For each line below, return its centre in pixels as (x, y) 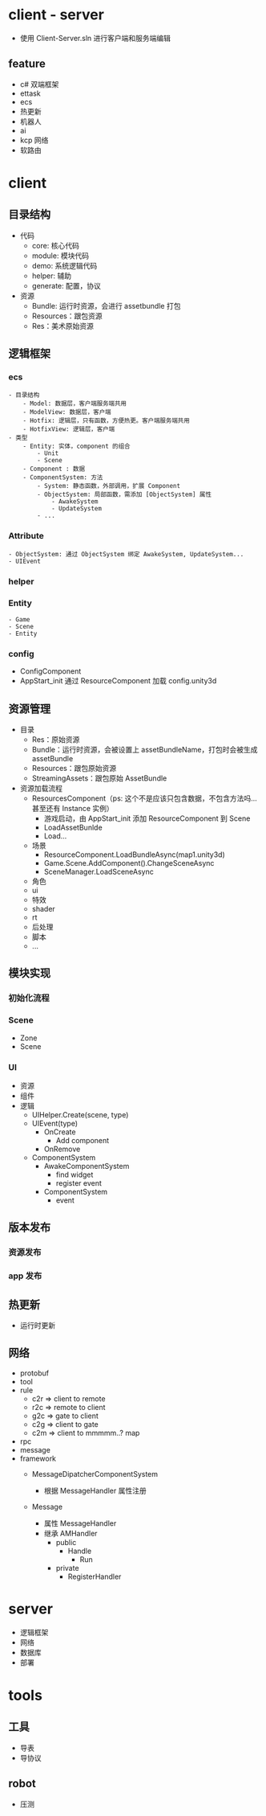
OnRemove (62, 1149)
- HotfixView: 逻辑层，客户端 (69, 429)
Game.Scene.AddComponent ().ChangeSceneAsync (129, 863)
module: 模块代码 (60, 256)
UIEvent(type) (55, 1123)
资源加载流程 (41, 789)
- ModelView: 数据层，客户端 (67, 412)
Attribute (26, 536)
